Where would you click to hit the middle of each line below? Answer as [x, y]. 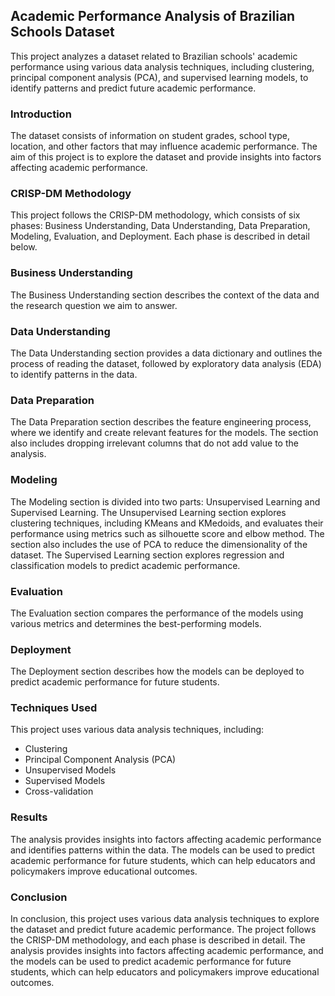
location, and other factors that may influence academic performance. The [164, 146]
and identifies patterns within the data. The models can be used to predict [162, 850]
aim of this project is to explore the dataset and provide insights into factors [166, 157]
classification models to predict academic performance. [125, 565]
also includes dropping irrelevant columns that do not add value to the [154, 443]
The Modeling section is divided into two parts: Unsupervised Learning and [165, 501]
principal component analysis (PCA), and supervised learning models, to [159, 77]
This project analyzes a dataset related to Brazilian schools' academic [154, 56]
